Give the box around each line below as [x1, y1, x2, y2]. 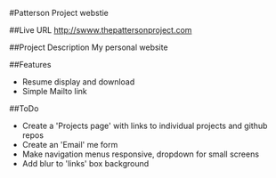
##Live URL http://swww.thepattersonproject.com [9, 25, 192, 35]
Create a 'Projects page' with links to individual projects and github [21, 120, 268, 131]
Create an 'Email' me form [21, 140, 118, 150]
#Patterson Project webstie [9, 8, 110, 18]
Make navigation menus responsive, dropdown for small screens [21, 149, 260, 159]
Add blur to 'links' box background [21, 158, 150, 168]
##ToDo [9, 103, 39, 114]
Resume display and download [21, 77, 135, 87]
